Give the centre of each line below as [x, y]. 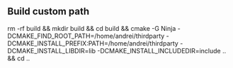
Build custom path [49, 12]
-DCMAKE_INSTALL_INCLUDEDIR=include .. [161, 50]
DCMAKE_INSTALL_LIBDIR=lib [52, 50]
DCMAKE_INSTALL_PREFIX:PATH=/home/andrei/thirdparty [93, 43]
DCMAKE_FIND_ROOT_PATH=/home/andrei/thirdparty [86, 36]
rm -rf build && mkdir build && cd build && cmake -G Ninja [92, 28]
